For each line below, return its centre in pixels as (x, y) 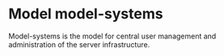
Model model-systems (86, 14)
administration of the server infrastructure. (79, 44)
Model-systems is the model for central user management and (112, 36)
